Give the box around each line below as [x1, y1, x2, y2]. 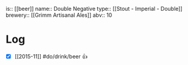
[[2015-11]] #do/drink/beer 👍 [14, 52, 88, 60]
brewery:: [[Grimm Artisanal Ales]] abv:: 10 [5, 11, 113, 19]
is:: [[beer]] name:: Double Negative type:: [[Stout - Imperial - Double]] [5, 5, 183, 12]
